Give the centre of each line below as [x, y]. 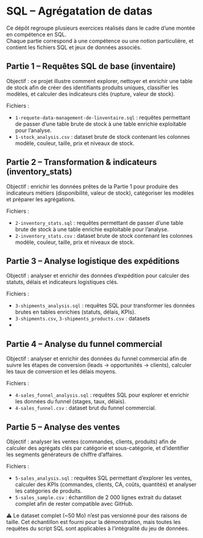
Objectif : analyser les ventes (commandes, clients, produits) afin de [92, 442]
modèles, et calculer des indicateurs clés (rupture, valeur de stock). [91, 94]
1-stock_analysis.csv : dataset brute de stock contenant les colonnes [102, 136]
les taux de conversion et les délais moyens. [62, 372]
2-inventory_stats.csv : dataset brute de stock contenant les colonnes [104, 235]
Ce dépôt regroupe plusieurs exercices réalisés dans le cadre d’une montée [101, 28]
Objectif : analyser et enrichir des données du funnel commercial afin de [97, 358]
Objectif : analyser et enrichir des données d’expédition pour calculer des [98, 276]
